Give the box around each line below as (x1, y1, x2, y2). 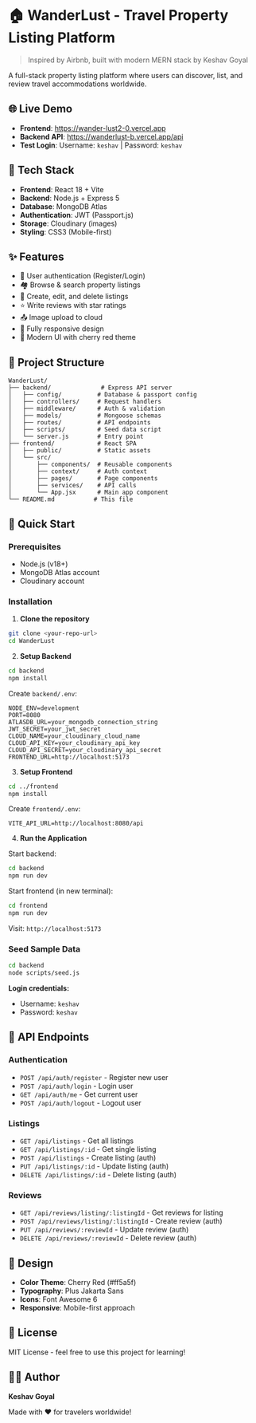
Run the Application (19, 834, 87, 843)
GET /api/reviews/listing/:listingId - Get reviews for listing (19, 1208, 224, 1217)
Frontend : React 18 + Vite (19, 184, 104, 194)
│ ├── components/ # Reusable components (8, 460, 173, 469)
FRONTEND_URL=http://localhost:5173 (8, 753, 130, 761)
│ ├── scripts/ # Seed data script (8, 426, 161, 434)
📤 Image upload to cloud (19, 313, 103, 322)
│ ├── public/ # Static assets (8, 447, 151, 455)
